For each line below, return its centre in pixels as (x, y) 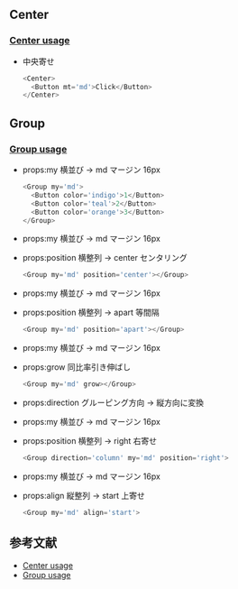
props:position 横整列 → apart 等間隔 (91, 313)
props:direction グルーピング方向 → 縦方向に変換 (113, 402)
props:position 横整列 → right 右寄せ (90, 441)
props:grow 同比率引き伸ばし (76, 367)
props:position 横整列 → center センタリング (105, 258)
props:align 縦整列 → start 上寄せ (84, 495)
